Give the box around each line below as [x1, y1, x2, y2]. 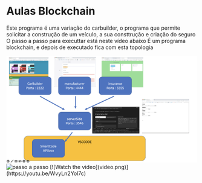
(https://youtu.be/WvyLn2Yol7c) [6, 170, 86, 177]
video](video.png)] [81, 164, 129, 171]
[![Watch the [50, 164, 81, 171]
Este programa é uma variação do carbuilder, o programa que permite [6, 24, 180, 32]
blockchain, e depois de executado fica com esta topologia [6, 44, 154, 51]
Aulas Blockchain [6, 4, 96, 18]
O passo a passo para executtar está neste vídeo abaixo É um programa [6, 37, 186, 44]
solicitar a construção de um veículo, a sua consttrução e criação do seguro [6, 30, 196, 38]
